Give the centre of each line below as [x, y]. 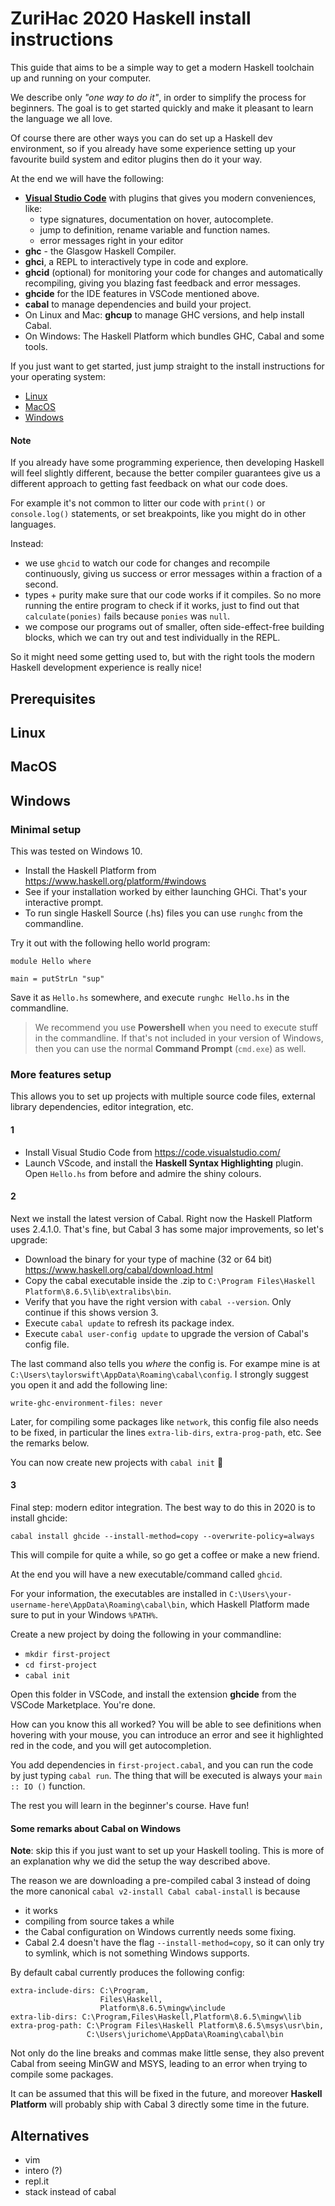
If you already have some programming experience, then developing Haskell [167, 463]
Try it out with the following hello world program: [110, 943]
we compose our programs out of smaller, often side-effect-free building [174, 627]
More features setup [61, 1074]
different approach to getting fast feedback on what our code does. [149, 484]
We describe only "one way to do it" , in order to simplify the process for [158, 97]
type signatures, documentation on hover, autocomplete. [156, 219]
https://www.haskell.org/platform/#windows [115, 881]
